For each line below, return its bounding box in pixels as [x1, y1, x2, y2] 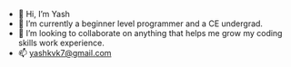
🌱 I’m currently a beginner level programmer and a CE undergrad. [17, 18, 264, 29]
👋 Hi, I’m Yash [17, 9, 71, 19]
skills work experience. [17, 37, 105, 48]
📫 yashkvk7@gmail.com [17, 48, 112, 58]
